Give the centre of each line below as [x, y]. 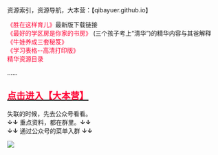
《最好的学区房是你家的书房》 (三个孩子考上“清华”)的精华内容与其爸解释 [109, 33]
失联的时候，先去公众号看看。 [49, 114]
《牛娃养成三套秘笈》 [37, 42]
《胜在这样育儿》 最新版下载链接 [52, 25]
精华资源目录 [25, 59]
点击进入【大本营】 [48, 96]
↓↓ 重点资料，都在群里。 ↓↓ [49, 122]
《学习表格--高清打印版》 [43, 50]
